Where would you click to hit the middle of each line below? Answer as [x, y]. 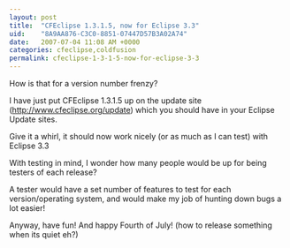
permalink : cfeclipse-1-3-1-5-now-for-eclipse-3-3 [104, 58]
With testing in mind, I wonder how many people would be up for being [138, 163]
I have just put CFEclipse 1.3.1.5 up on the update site [105, 101]
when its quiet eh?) [44, 234]
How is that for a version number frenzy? [84, 83]
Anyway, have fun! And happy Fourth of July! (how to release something [141, 225]
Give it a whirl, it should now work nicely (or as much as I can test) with [138, 136]
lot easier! [27, 208]
